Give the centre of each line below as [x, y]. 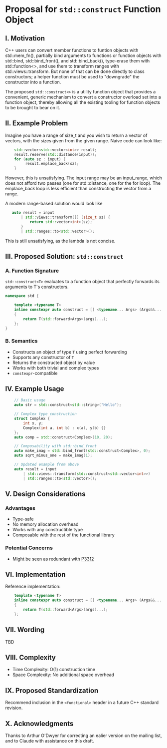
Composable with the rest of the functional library [63, 535]
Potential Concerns [29, 548]
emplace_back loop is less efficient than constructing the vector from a [78, 189]
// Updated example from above [47, 465]
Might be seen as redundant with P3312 [53, 559]
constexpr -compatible [35, 373]
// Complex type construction [46, 414]
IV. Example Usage [35, 389]
